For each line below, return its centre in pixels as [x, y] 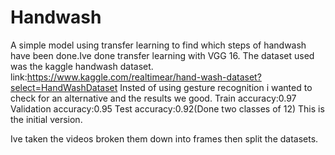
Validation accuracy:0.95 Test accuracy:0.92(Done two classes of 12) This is [167, 108]
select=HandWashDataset [64, 87]
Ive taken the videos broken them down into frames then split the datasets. [164, 138]
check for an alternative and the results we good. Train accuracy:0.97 [153, 98]
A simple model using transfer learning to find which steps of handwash [158, 45]
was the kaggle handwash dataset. [82, 66]
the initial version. [46, 119]
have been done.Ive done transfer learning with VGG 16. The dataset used [162, 55]
